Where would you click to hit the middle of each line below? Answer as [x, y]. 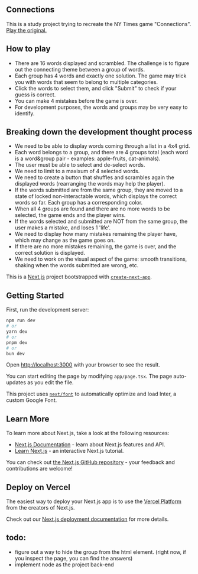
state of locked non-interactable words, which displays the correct [96, 196]
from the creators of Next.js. [40, 507]
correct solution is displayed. [50, 253]
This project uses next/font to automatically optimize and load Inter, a [91, 394]
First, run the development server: [48, 310]
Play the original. [27, 30]
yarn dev [17, 332]
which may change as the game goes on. [65, 240]
